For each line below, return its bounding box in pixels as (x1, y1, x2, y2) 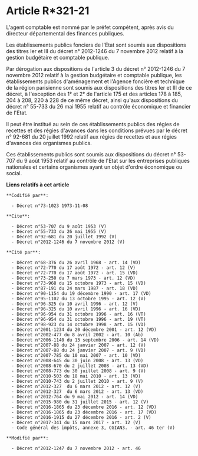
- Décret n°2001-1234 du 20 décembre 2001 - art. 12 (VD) (11, 326, 157, 333)
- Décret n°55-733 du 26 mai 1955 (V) (11, 228, 107, 234)
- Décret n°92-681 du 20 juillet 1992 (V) (11, 234, 117, 240)
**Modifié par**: (6, 435, 49, 441)
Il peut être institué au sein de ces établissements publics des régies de (6, 120, 180, 127)
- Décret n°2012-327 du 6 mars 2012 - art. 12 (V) (11, 383, 141, 389)
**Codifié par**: (6, 192, 49, 198)
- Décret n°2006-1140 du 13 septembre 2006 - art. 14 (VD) (11, 337, 160, 343)
